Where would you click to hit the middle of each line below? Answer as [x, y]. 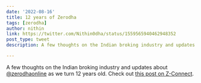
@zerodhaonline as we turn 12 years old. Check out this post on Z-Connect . [100, 73]
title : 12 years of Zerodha [42, 17]
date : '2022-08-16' [31, 12]
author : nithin [25, 28]
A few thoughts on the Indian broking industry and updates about [87, 67]
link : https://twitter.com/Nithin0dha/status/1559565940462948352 [91, 34]
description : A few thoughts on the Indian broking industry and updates [101, 45]
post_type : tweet [28, 39]
